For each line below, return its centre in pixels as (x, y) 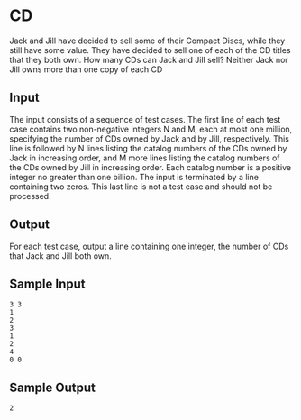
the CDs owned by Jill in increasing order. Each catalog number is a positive (150, 167)
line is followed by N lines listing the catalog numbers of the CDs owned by (148, 148)
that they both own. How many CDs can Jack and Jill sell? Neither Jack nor (149, 59)
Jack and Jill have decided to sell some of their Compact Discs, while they (147, 41)
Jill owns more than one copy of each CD (86, 69)
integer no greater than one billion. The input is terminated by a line (134, 177)
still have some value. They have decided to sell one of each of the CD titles (150, 50)
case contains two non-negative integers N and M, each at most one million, (151, 129)
